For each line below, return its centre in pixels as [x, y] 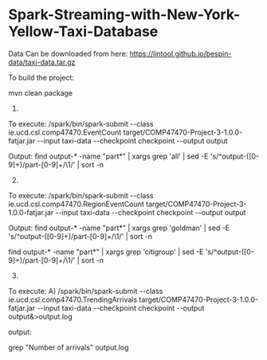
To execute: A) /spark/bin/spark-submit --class [86, 291]
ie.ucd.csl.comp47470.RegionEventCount [77, 204]
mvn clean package [41, 92]
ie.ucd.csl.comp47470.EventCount [65, 132]
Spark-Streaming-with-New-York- [124, 15]
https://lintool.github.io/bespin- [181, 53]
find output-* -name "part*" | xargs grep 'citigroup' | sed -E [106, 252]
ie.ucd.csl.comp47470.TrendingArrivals [73, 299]
